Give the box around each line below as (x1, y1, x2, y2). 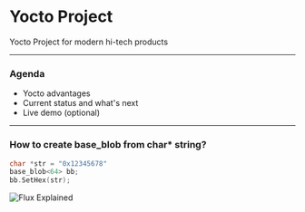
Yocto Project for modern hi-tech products (9, 36, 169, 47)
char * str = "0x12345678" (9, 159, 107, 169)
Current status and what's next (22, 98, 139, 109)
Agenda (9, 67, 45, 80)
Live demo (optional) (22, 107, 101, 119)
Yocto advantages (22, 88, 91, 99)
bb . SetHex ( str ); (9, 176, 71, 185)
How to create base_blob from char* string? (9, 139, 207, 151)
